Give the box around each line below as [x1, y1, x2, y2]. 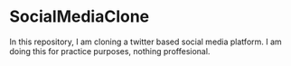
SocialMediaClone [9, 6, 150, 27]
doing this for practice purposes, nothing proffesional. [9, 45, 211, 56]
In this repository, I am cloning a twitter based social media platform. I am [9, 36, 282, 47]
